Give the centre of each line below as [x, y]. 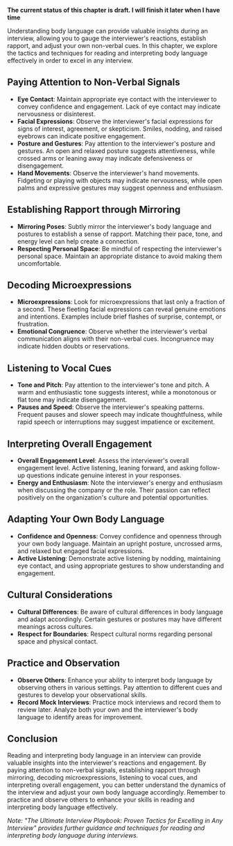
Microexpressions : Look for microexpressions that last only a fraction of [121, 302]
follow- [210, 468]
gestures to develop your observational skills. [82, 694]
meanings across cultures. [55, 626]
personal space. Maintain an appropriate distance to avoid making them [120, 256]
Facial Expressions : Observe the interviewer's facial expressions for [115, 121]
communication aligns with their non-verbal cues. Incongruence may [115, 339]
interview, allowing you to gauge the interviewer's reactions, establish [107, 38]
